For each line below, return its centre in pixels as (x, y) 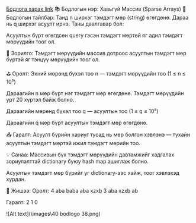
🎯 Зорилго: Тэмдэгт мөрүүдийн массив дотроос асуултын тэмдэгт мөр (96, 53)
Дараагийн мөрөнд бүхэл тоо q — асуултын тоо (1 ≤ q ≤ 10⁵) (82, 111)
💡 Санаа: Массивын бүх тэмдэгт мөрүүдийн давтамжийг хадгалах (90, 155)
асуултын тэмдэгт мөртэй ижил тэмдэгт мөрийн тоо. (73, 143)
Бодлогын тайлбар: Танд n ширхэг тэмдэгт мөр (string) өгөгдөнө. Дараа (97, 18)
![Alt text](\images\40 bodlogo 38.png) (53, 214)
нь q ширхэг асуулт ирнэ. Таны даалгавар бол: (65, 24)
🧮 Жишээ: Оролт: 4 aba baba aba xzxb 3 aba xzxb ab (72, 191)
